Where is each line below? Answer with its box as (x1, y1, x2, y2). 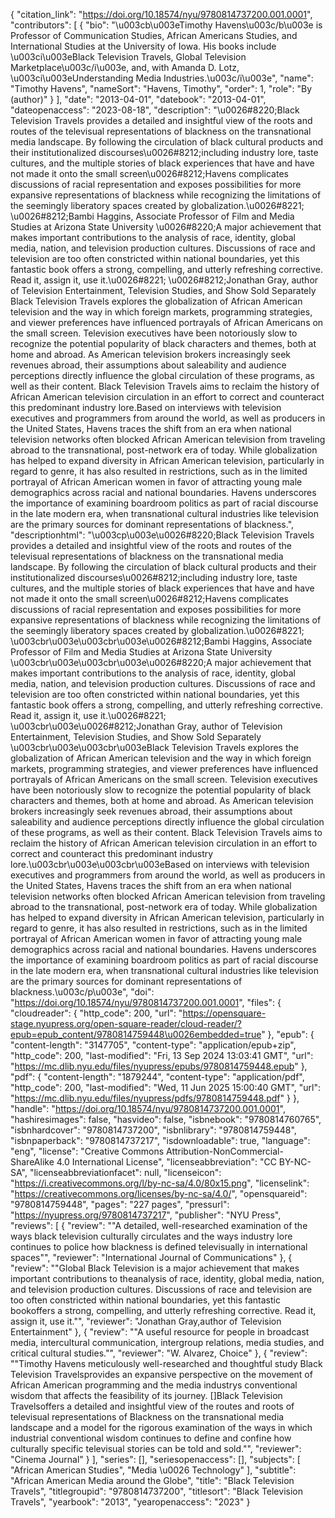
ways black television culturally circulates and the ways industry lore (10, 1230, 293, 1242)
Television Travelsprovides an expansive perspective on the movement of (10, 1369, 313, 1380)
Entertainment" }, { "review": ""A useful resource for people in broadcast (10, 1326, 310, 1338)
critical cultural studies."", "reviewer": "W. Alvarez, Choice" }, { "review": (10, 1347, 308, 1359)
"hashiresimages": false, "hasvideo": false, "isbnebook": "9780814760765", (10, 1114, 322, 1125)
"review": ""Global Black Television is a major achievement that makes (10, 1262, 300, 1274)
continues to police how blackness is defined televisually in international (10, 1241, 308, 1253)
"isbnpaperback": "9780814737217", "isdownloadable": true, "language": (10, 1135, 311, 1146)
